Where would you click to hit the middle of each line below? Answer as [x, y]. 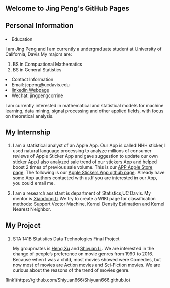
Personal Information [39, 26]
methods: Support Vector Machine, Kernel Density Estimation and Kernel [89, 204]
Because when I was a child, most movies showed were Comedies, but [87, 259]
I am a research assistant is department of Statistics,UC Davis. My [82, 193]
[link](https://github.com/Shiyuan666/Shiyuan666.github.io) [68, 280]
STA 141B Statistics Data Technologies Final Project [66, 239]
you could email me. [34, 183]
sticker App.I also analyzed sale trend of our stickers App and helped [85, 162]
